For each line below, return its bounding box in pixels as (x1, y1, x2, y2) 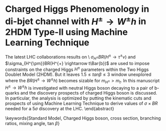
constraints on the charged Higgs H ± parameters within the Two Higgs (5, 65, 149, 72)
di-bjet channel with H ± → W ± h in (5, 14, 147, 27)
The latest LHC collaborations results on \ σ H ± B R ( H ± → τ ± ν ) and (5, 53, 136, 61)
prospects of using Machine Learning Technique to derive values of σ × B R (5, 100, 158, 106)
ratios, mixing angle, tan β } (5, 121, 60, 127)
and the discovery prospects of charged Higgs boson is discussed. (20, 90, 158, 96)
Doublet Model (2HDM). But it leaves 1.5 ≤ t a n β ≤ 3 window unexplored (5, 71, 152, 77)
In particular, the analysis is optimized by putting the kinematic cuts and (5, 95, 152, 101)
